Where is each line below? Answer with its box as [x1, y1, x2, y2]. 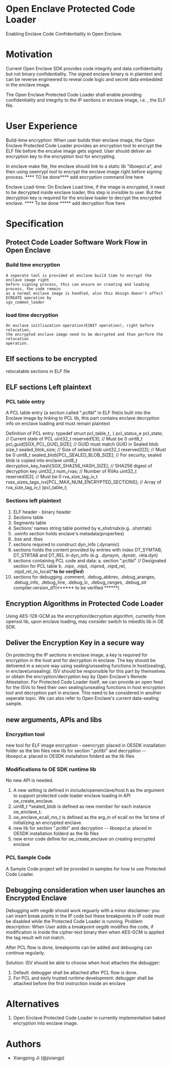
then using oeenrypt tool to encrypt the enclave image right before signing [6, 169, 162, 175]
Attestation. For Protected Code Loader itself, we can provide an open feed [6, 679, 163, 685]
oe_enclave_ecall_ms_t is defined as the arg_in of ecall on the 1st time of [13, 814, 165, 821]
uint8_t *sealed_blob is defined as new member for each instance [13, 803, 151, 810]
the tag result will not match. [6, 934, 66, 940]
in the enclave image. [6, 81, 51, 88]
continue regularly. [6, 949, 45, 955]
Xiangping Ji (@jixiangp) [13, 1055, 65, 1061]
